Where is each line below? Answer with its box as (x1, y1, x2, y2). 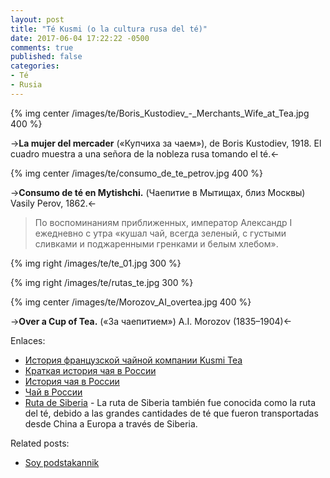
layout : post (10, 14, 65, 25)
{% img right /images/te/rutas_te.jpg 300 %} (10, 276, 194, 288)
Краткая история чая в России (24, 364, 157, 376)
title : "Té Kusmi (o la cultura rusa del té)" (10, 24, 208, 34)
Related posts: (10, 437, 70, 449)
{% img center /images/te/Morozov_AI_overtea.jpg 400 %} (10, 296, 252, 308)
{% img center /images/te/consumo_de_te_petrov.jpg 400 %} (10, 167, 264, 179)
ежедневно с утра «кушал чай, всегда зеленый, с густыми (34, 227, 287, 239)
